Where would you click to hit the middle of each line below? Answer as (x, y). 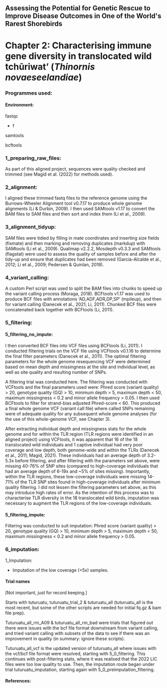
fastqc (12, 116)
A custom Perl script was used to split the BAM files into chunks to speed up (83, 288)
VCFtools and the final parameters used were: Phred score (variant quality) (82, 387)
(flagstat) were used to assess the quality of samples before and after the (81, 254)
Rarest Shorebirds (34, 24)
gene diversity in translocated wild (79, 56)
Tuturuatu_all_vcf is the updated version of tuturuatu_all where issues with (81, 648)
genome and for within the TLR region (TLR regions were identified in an (79, 434)
